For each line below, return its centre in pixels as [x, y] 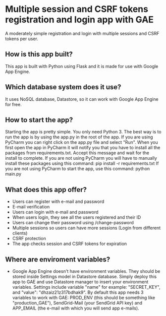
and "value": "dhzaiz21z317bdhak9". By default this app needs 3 [78, 292]
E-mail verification [31, 207]
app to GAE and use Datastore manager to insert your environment [80, 282]
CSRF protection [29, 239]
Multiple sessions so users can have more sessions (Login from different [86, 228]
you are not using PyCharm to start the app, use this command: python [78, 169]
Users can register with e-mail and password [58, 201]
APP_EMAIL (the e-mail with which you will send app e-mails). [76, 308]
